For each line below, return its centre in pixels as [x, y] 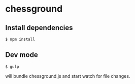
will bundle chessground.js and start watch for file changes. [68, 76]
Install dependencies [39, 28]
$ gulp [12, 67]
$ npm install [20, 39]
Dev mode [22, 55]
